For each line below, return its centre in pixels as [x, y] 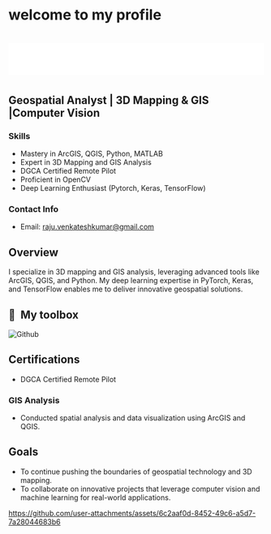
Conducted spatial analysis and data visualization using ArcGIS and [133, 418]
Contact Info [34, 209]
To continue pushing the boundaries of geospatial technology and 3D [136, 472]
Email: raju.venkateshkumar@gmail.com [87, 227]
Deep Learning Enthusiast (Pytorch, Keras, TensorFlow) [113, 188]
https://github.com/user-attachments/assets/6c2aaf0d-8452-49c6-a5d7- [132, 513]
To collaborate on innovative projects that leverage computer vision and [140, 489]
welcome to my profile [85, 15]
